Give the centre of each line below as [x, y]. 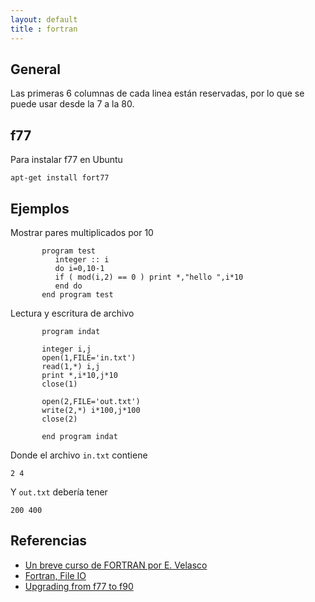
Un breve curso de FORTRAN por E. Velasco [116, 565]
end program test [77, 294]
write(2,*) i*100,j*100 [91, 410]
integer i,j [66, 349]
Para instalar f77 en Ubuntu [66, 160]
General [36, 69]
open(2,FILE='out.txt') [91, 401]
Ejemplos [40, 208]
